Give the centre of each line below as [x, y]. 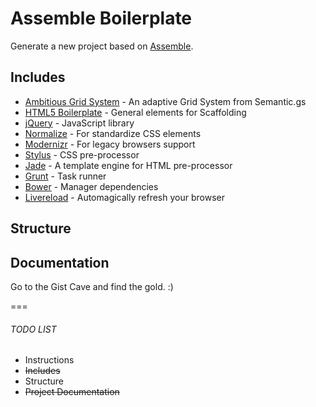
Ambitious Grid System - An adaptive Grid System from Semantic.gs [165, 101]
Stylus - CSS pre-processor [82, 154]
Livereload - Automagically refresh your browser [124, 197]
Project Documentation [72, 392]
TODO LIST [33, 329]
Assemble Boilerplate [101, 18]
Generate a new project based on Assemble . [102, 46]
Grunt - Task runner [65, 176]
